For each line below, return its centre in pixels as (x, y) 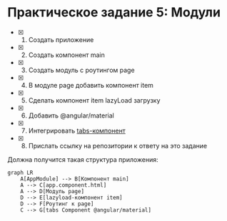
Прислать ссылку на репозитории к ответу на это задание (118, 145)
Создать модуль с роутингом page (81, 70)
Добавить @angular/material (71, 115)
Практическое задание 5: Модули (114, 12)
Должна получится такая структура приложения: (83, 159)
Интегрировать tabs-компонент (77, 130)
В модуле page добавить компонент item (91, 85)
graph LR (20, 173)
